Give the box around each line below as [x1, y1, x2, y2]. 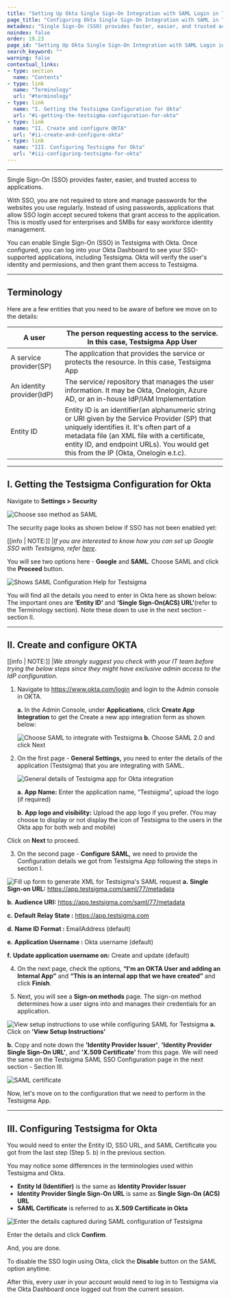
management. [7, 225, 47, 233]
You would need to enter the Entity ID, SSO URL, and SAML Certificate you [7, 1141, 217, 1149]
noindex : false [7, 29, 51, 36]
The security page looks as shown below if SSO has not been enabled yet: [7, 523, 217, 531]
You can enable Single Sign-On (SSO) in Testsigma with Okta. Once [7, 238, 198, 247]
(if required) [16, 795, 51, 804]
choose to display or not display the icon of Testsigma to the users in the [16, 816, 222, 824]
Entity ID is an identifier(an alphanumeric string [64, 405, 216, 415]
